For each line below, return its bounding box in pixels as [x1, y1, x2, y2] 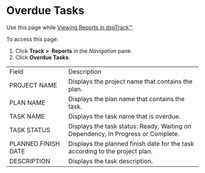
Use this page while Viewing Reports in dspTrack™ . [6, 24, 134, 31]
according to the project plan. [68, 147, 153, 155]
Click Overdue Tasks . [15, 53, 70, 61]
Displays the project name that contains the [68, 77, 193, 86]
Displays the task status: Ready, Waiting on [68, 122, 192, 131]
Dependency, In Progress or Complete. [68, 129, 180, 138]
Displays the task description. [68, 157, 153, 165]
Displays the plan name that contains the [68, 95, 185, 103]
